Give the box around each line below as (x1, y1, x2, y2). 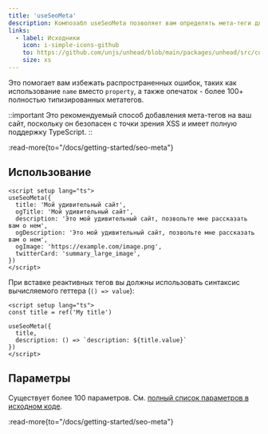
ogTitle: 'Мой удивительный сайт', (15, 208, 134, 216)
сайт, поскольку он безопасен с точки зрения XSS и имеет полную (8, 119, 238, 128)
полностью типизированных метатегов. (8, 95, 144, 104)
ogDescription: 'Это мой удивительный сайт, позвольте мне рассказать (15, 229, 255, 237)
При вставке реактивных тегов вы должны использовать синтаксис (8, 277, 241, 287)
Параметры (8, 372, 71, 385)
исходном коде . (8, 401, 62, 411)
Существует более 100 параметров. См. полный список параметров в (8, 393, 250, 402)
